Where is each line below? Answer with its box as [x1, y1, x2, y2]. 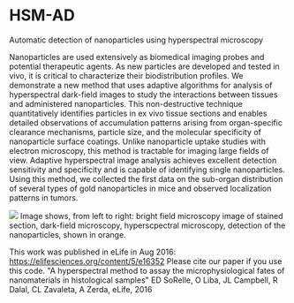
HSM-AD [9, 5, 75, 26]
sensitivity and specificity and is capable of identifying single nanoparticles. [9, 164, 285, 175]
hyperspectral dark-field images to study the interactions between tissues [9, 89, 278, 100]
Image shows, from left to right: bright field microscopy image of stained [19, 210, 284, 221]
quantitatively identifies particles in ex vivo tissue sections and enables [9, 108, 268, 118]
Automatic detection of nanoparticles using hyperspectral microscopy [9, 34, 263, 45]
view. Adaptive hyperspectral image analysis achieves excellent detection [9, 155, 277, 165]
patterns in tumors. [9, 192, 79, 203]
